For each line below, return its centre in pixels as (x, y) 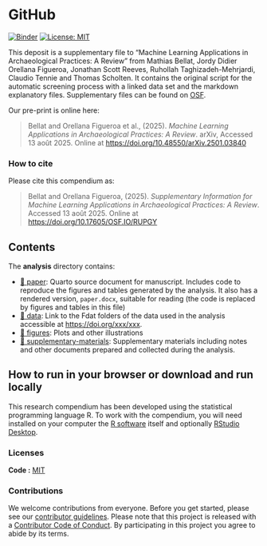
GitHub (32, 15)
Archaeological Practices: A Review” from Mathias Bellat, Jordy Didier (123, 61)
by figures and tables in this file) (73, 307)
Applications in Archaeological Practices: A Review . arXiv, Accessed (140, 134)
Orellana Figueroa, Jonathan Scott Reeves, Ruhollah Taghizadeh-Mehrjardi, (132, 69)
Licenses (26, 452)
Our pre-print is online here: (54, 110)
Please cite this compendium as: (61, 181)
